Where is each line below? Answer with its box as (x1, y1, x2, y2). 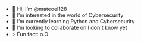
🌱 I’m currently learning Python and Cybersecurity (11, 18, 135, 24)
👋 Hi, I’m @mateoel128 (11, 6, 67, 12)
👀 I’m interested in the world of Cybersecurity (11, 12, 124, 19)
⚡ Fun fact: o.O (11, 31, 49, 37)
